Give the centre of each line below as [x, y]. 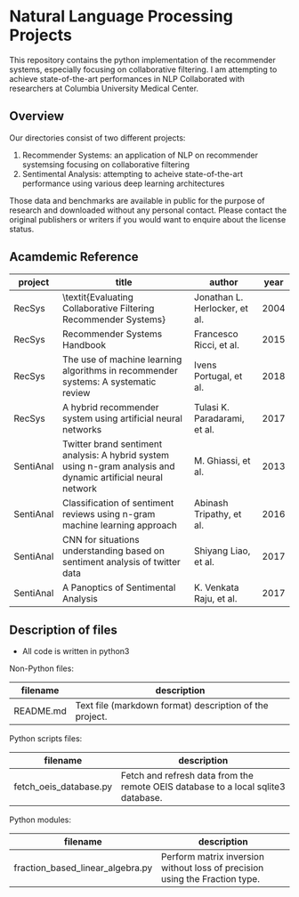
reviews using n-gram [109, 513]
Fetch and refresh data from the [187, 776]
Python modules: [40, 820]
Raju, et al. [216, 598]
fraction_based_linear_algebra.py [83, 868]
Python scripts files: [46, 739]
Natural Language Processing [121, 16]
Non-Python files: [41, 668]
